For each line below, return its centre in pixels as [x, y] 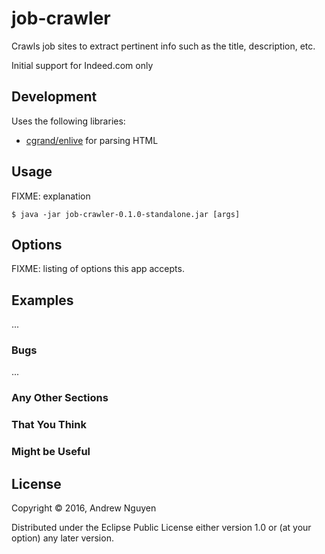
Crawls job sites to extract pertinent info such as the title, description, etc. [163, 46]
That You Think [49, 425]
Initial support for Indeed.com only [82, 65]
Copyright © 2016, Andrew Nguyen [84, 508]
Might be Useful [51, 452]
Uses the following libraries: [68, 121]
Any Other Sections [60, 398]
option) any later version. [62, 538]
